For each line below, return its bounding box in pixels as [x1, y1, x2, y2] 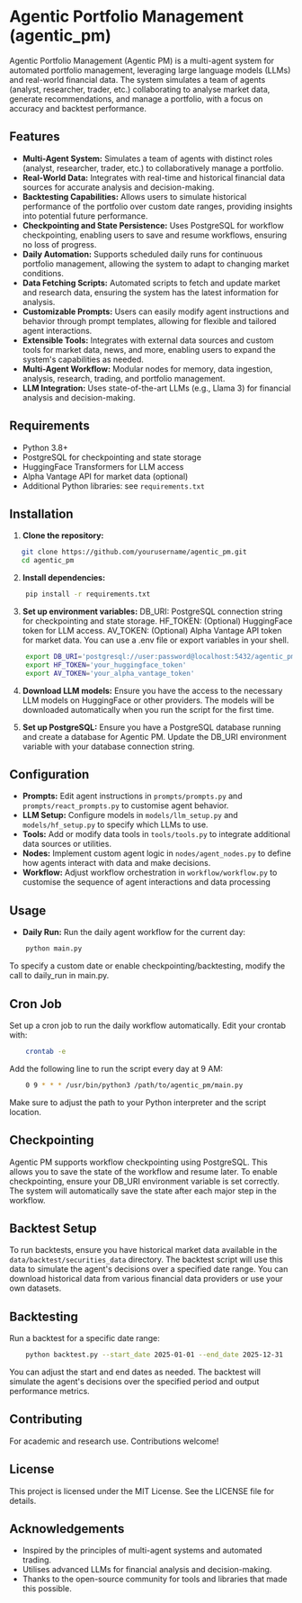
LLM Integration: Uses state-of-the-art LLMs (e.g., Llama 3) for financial [22, 383, 291, 393]
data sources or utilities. [22, 839, 112, 850]
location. [9, 1106, 42, 1117]
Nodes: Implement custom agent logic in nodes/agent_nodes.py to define [22, 848, 292, 859]
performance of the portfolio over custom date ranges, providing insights [22, 201, 293, 212]
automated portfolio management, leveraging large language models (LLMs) [9, 65, 291, 76]
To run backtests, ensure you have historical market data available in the [9, 1245, 278, 1256]
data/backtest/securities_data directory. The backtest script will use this [9, 1254, 283, 1265]
